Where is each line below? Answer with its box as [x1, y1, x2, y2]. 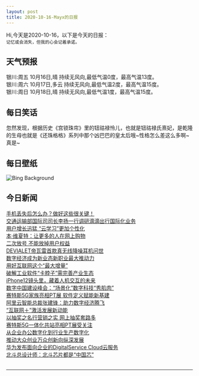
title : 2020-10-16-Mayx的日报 [6, 14, 78, 20]
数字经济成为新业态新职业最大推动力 [6, 254, 95, 261]
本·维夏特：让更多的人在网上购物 [6, 232, 86, 239]
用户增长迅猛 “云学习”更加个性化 [6, 225, 85, 232]
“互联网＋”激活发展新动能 [6, 307, 68, 314]
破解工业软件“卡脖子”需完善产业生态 [6, 269, 94, 276]
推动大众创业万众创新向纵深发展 [6, 336, 84, 343]
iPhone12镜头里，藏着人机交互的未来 [6, 277, 96, 284]
